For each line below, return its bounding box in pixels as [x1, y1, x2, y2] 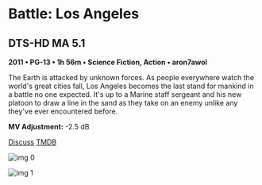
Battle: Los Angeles [8, 5, 140, 23]
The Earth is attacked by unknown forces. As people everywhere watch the [8, 73, 255, 82]
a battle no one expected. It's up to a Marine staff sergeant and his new [8, 90, 242, 99]
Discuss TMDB [8, 137, 57, 147]
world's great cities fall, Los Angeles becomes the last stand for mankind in [8, 81, 254, 91]
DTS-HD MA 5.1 [8, 37, 86, 50]
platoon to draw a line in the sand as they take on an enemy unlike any [8, 98, 238, 107]
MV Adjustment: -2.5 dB [8, 122, 90, 131]
